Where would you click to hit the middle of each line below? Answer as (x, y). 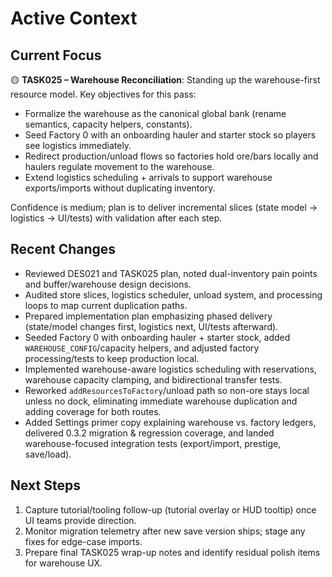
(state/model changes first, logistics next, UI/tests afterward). (151, 326)
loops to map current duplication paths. (106, 305)
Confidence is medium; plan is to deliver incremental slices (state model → (164, 207)
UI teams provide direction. (80, 520)
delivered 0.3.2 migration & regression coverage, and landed (149, 433)
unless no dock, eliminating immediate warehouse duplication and (161, 401)
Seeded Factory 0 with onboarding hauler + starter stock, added (157, 337)
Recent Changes (63, 249)
